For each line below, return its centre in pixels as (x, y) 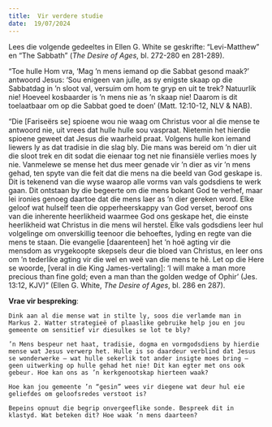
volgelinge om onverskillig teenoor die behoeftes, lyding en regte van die (130, 233)
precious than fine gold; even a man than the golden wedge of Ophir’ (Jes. (133, 276)
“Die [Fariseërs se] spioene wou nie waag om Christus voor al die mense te (134, 121)
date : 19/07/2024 (39, 24)
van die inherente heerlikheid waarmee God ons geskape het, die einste (129, 216)
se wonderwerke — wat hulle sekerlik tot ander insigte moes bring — (129, 358)
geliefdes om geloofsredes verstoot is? (78, 394)
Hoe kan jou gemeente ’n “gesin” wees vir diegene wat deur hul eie (127, 386)
